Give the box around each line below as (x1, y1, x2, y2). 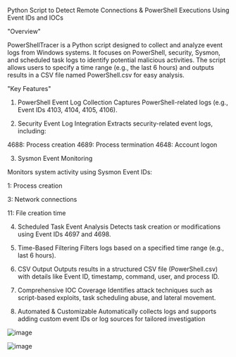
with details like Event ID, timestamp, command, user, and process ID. (17, 272, 220, 281)
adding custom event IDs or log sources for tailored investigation (17, 315, 206, 323)
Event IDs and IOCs (7, 13, 63, 22)
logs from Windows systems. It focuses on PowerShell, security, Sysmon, (7, 49, 221, 56)
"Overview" (7, 28, 41, 35)
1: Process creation (7, 181, 63, 190)
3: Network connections (7, 195, 77, 203)
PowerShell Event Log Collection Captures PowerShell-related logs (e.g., (17, 98, 228, 107)
